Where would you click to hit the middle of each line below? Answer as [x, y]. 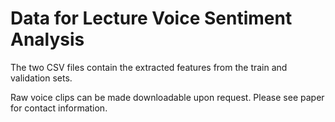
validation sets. [41, 78]
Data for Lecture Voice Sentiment [151, 18]
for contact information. [59, 108]
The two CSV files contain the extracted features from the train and [149, 67]
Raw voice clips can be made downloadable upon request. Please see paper [167, 97]
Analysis [47, 39]
